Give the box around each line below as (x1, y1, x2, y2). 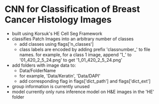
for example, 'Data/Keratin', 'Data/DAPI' (19, 73, 101, 79)
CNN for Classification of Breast (4, 3, 140, 15)
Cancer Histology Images (4, 14, 112, 25)
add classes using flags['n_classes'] (19, 41, 94, 47)
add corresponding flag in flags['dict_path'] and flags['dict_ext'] (19, 78, 151, 84)
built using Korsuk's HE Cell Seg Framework (11, 30, 103, 36)
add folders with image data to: (11, 62, 76, 68)
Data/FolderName (19, 67, 56, 73)
